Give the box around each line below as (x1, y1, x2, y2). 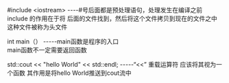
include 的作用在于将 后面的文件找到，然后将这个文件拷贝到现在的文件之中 (7, 14, 217, 22)
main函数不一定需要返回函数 (7, 46, 87, 54)
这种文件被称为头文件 (7, 23, 67, 31)
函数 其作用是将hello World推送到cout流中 (12, 69, 132, 77)
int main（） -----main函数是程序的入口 (7, 37, 119, 46)
